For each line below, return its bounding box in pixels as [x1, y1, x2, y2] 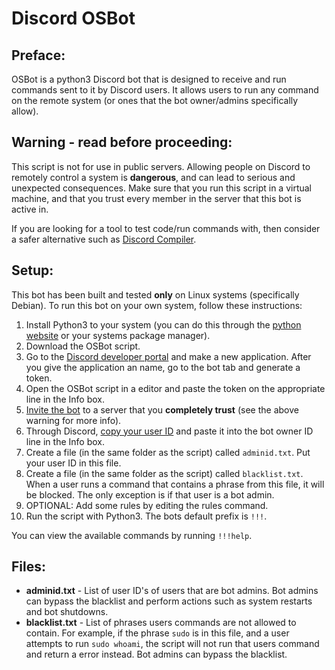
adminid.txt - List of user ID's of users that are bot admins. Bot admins [25, 585, 319, 597]
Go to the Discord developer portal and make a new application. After [25, 350, 312, 362]
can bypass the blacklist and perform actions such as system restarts [25, 595, 313, 607]
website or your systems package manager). [25, 329, 211, 341]
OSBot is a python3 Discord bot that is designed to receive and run [11, 73, 287, 85]
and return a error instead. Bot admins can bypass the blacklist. [25, 648, 288, 661]
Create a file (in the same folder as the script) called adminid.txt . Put [25, 446, 311, 458]
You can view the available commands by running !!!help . [11, 529, 253, 541]
